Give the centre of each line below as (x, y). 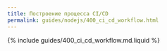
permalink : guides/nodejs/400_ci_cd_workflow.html (83, 20)
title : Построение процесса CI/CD (58, 14)
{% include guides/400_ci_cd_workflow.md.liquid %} (84, 40)
